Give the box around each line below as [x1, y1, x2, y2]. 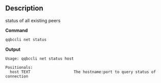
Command [5, 27, 28, 33]
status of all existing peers [5, 17, 61, 23]
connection [5, 73, 29, 79]
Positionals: [5, 65, 33, 70]
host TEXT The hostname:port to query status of [10, 69, 156, 74]
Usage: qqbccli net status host [5, 56, 74, 61]
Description [5, 4, 43, 13]
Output [5, 46, 21, 52]
